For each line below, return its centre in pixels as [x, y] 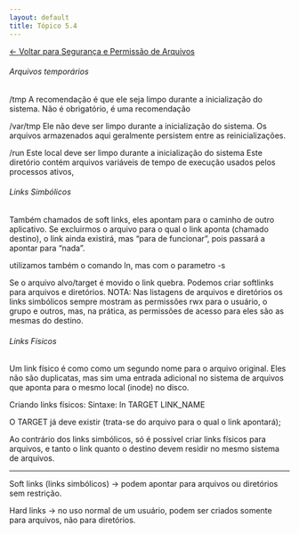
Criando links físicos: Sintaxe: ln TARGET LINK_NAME [107, 405]
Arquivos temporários [49, 71]
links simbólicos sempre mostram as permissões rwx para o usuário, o [138, 301]
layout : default [39, 17]
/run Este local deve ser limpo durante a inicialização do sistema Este [136, 152]
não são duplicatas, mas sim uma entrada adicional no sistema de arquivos [147, 378]
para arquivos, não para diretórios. [73, 520]
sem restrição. [36, 493]
